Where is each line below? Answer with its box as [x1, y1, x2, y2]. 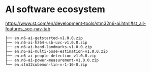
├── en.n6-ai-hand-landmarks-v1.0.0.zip [5, 44, 93, 49]
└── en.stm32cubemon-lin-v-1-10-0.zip [5, 62, 87, 67]
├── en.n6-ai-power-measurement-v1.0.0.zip [5, 57, 99, 63]
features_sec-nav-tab [5, 25, 51, 31]
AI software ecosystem [5, 4, 105, 15]
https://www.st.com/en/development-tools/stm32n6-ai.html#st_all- [5, 20, 146, 26]
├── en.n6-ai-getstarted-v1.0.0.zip [5, 35, 83, 41]
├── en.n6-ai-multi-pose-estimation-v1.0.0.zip [5, 49, 108, 54]
